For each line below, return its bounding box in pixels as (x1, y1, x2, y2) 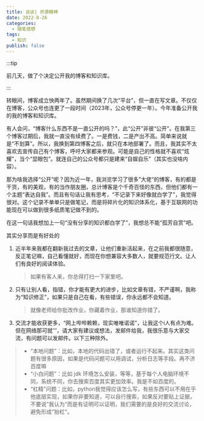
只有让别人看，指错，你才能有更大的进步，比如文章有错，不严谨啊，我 (15, 286, 191, 293)
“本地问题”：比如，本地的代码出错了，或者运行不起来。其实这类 (30, 347, 189, 354)
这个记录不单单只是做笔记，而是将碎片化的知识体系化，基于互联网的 (22, 198, 192, 205)
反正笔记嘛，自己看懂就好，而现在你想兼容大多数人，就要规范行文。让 (15, 252, 191, 259)
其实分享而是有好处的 (6, 231, 59, 239)
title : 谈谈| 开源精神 (6, 9, 58, 15)
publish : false (6, 43, 45, 49)
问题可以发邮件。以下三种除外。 (31, 334, 111, 341)
